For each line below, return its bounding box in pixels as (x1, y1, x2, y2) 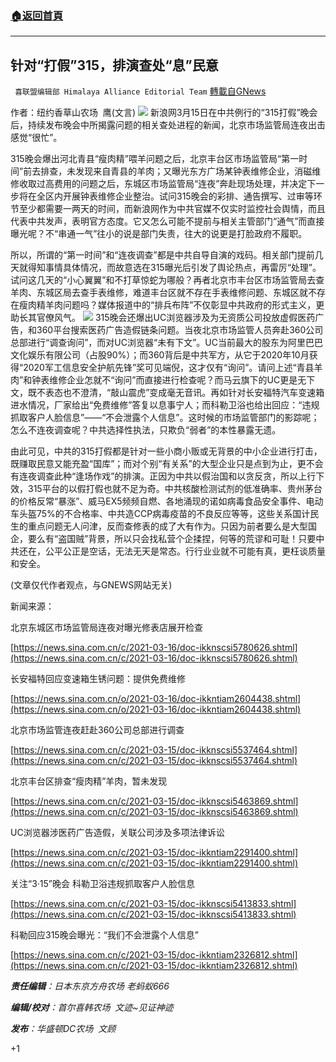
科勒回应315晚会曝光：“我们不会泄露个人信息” (10, 929, 199, 941)
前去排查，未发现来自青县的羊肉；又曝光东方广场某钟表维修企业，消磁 (23, 165, 313, 177)
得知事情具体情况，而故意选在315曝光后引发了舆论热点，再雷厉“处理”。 (27, 262, 322, 274)
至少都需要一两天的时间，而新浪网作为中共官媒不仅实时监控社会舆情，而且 (18, 203, 326, 215)
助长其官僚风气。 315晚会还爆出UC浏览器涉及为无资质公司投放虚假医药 (10, 312, 316, 324)
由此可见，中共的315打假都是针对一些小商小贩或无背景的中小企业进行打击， (10, 445, 323, 457)
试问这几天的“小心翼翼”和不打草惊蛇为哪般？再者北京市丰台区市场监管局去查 (10, 274, 325, 286)
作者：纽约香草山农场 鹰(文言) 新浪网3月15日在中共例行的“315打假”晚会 (10, 107, 318, 119)
